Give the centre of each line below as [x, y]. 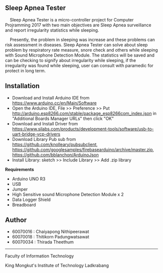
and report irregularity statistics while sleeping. [52, 30]
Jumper [20, 189]
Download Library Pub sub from [44, 139]
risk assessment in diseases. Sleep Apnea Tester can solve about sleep [76, 45]
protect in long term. [25, 71]
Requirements [20, 169]
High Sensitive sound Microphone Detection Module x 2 [68, 194]
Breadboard [24, 205]
